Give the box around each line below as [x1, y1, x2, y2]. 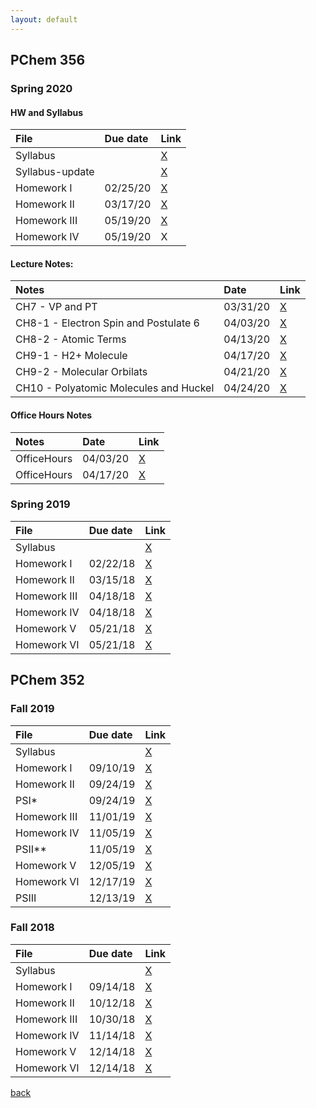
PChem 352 [10, 672, 85, 689]
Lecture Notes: [10, 257, 74, 270]
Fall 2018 [10, 921, 55, 935]
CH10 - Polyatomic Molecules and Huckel [15, 381, 215, 395]
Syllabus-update [15, 165, 95, 179]
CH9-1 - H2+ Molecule [15, 349, 128, 363]
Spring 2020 [10, 81, 73, 95]
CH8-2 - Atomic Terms [15, 332, 127, 346]
